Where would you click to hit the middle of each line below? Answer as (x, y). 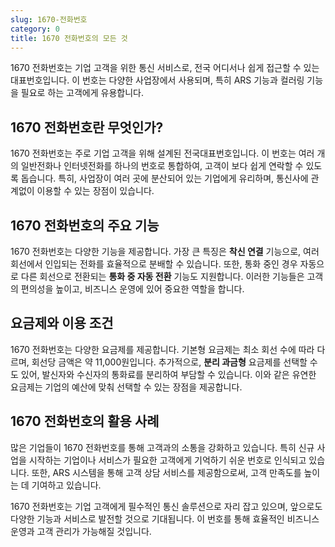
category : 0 (35, 29)
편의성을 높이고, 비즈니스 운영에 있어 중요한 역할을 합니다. (132, 289)
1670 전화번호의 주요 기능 (85, 225)
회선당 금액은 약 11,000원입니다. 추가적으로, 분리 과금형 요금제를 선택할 (169, 362)
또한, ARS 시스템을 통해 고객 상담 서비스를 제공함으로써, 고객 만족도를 (166, 472)
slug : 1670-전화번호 (49, 19)
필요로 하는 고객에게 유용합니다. (82, 93)
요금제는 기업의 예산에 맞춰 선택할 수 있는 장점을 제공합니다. (126, 387)
